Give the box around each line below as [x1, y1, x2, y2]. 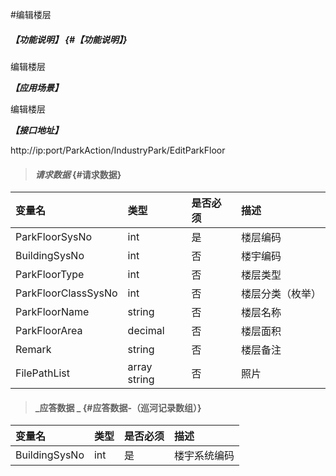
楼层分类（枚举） [241, 287, 322, 301]
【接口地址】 [10, 124, 63, 136]
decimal [127, 324, 165, 338]
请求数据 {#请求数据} [34, 168, 122, 180]
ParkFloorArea [15, 324, 83, 338]
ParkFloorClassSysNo [15, 286, 118, 300]
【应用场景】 [10, 81, 63, 93]
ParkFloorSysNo [15, 230, 93, 244]
